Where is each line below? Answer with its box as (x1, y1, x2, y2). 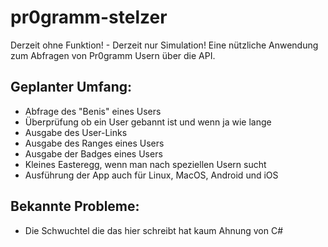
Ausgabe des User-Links (24, 126, 128, 138)
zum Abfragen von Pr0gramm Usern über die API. (10, 49, 216, 61)
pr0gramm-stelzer (10, 6, 168, 29)
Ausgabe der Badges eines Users (24, 147, 163, 160)
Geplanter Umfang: (10, 79, 133, 96)
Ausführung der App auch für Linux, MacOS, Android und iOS (24, 169, 279, 181)
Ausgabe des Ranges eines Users (24, 137, 165, 149)
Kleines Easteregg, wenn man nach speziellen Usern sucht (24, 158, 267, 170)
